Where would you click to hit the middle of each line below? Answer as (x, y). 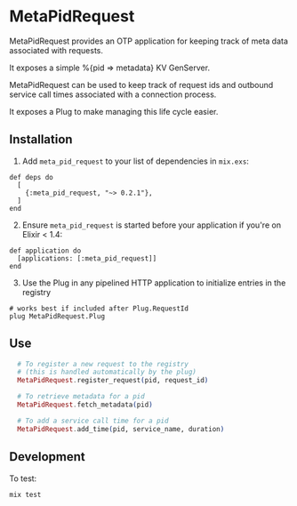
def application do (45, 251)
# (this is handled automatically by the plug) (107, 372)
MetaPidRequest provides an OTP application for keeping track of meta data (149, 41)
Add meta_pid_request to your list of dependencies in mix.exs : (135, 161)
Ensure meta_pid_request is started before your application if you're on (152, 225)
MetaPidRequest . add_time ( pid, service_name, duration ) (121, 429)
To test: (23, 478)
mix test (25, 494)
